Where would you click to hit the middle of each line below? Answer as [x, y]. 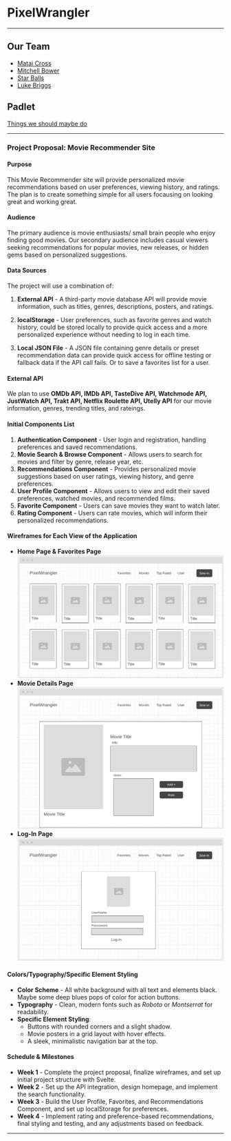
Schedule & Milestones [41, 1057]
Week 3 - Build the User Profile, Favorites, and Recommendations [110, 1101]
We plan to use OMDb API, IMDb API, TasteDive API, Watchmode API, [107, 394]
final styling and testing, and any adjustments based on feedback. [110, 1123]
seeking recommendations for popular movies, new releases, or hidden [108, 247]
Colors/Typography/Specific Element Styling [73, 975]
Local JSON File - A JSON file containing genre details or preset [108, 348]
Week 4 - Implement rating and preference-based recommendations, [115, 1116]
